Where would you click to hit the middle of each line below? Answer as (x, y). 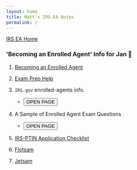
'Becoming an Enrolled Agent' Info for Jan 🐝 (69, 55)
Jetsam (23, 161)
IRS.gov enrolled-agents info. (50, 90)
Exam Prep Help (34, 78)
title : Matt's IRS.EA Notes (40, 17)
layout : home (22, 11)
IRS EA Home (22, 39)
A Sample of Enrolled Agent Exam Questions (68, 114)
